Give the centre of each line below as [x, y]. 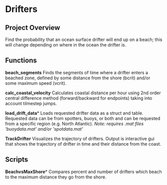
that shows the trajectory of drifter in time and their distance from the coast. [83, 144]
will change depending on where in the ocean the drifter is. [66, 45]
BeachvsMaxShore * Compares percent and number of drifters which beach [83, 172]
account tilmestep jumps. [31, 103]
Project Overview [33, 28]
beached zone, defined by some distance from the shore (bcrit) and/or [78, 78]
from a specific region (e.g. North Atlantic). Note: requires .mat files [74, 124]
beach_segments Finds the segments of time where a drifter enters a [77, 72]
